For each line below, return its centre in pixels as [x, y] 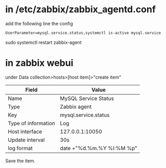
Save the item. [20, 161]
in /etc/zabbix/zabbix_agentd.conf [80, 9]
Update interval [26, 140]
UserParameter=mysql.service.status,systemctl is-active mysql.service [83, 33]
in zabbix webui [39, 63]
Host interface [25, 131]
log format [20, 148]
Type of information [31, 123]
